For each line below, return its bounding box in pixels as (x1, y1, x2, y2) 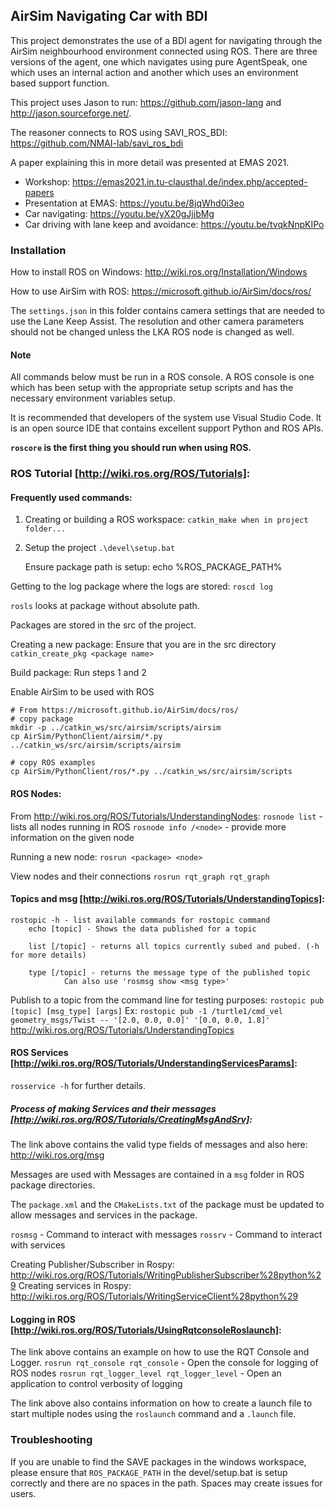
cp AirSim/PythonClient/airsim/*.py (10, 732, 163, 742)
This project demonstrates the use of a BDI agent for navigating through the (10, 34, 323, 46)
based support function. (10, 77, 110, 89)
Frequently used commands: (10, 491, 133, 503)
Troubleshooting (10, 1433, 93, 1447)
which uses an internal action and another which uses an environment (10, 66, 299, 78)
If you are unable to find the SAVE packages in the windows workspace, (10, 1455, 307, 1468)
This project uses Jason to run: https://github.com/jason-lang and (10, 96, 282, 108)
